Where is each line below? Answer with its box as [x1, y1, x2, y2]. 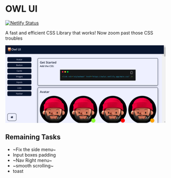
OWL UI [5, 3, 38, 15]
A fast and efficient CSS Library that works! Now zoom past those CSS [5, 29, 154, 36]
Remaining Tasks [5, 133, 61, 141]
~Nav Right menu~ [12, 157, 52, 163]
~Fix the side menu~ [12, 146, 56, 153]
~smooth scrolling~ [12, 162, 54, 168]
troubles [5, 35, 23, 41]
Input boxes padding [12, 152, 56, 158]
